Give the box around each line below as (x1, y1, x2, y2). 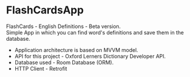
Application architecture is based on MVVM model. (14, 46, 138, 53)
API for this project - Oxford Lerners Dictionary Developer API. (14, 52, 166, 60)
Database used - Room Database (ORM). (14, 59, 114, 66)
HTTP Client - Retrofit (14, 65, 68, 72)
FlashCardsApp (6, 3, 84, 17)
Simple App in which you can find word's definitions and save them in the (6, 29, 184, 36)
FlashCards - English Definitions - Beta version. (6, 23, 121, 30)
